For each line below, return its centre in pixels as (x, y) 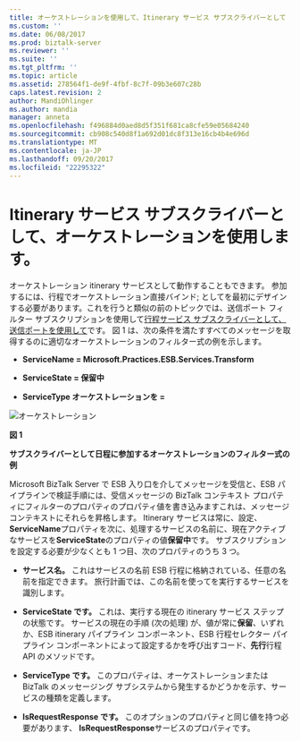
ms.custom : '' (36, 26)
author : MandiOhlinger (51, 101)
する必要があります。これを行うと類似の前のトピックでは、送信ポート (138, 308)
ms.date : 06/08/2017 (48, 34)
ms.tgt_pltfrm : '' (43, 68)
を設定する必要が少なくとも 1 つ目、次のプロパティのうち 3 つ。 (127, 551)
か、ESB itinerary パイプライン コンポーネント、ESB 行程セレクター (146, 634)
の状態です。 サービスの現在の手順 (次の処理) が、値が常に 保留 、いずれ (153, 623)
